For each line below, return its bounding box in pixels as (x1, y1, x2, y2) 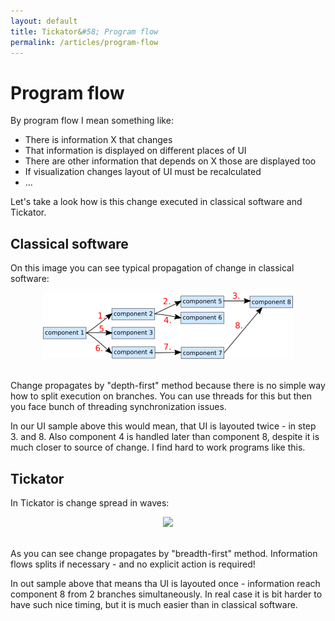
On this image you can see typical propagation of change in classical (10, 262, 295, 274)
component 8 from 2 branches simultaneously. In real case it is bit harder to (10, 588, 323, 600)
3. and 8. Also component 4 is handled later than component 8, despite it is (10, 431, 320, 443)
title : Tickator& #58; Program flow (10, 26, 159, 37)
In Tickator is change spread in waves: (10, 496, 170, 509)
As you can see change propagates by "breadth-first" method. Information (10, 547, 318, 559)
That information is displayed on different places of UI (24, 145, 247, 157)
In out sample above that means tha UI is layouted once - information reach (10, 577, 321, 589)
